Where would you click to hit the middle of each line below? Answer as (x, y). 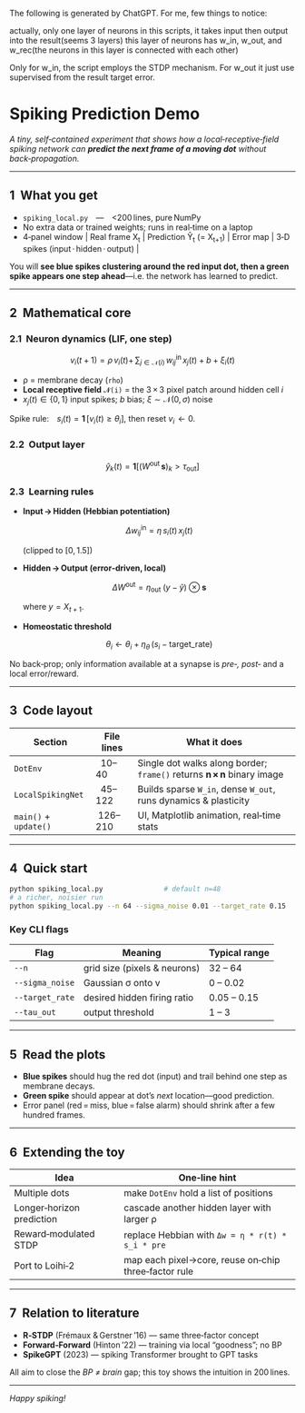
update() (33, 826)
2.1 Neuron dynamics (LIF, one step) (91, 338)
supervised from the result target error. (83, 77)
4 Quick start (49, 868)
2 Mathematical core (70, 313)
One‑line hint (207, 1178)
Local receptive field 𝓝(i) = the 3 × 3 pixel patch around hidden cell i (153, 389)
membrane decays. (59, 1086)
